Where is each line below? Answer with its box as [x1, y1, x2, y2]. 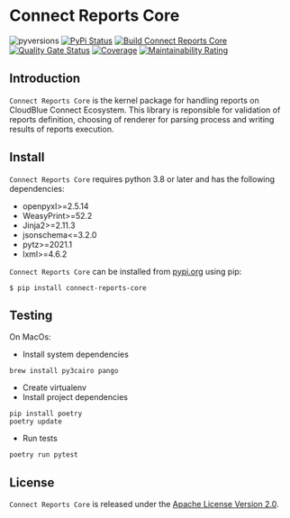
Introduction [9, 71, 81, 86]
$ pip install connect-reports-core [9, 283, 147, 293]
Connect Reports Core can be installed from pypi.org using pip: [9, 266, 242, 277]
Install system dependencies [22, 349, 129, 360]
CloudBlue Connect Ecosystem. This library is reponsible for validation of [9, 105, 281, 115]
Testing [9, 307, 53, 323]
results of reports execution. [9, 123, 114, 134]
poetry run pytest [9, 450, 78, 459]
